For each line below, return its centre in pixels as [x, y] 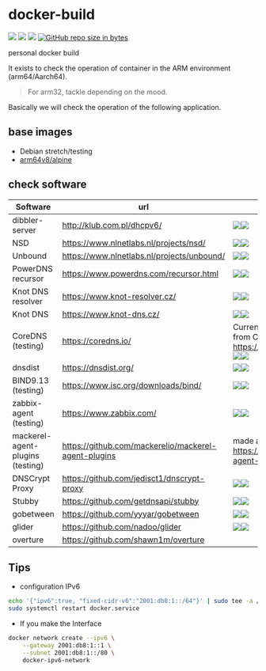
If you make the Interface [61, 624]
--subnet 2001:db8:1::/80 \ [68, 653]
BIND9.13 [30, 380]
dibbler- [28, 220]
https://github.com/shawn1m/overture [133, 540]
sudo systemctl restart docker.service [74, 608]
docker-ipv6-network [56, 660]
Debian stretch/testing [56, 151]
